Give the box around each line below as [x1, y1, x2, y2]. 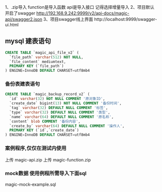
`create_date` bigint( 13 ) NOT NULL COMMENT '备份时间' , [9, 101, 122, 106]
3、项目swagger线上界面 [43, 16, 94, 22]
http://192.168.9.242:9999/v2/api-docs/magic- [36, 10, 130, 16]
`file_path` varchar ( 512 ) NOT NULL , [9, 55, 83, 60]
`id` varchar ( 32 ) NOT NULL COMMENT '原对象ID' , [9, 96, 105, 101]
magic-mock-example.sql [5, 181, 56, 187]
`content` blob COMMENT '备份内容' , [9, 119, 81, 124]
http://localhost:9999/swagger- [94, 16, 157, 22]
